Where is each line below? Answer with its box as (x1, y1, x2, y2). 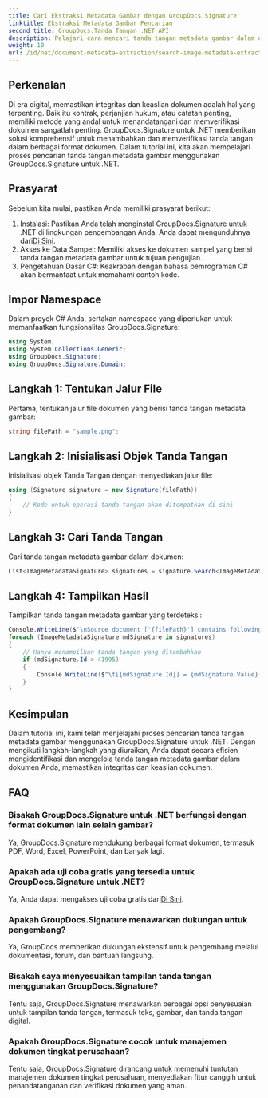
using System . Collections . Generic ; (8, 345, 127, 354)
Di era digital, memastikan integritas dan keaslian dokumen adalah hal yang (8, 99, 256, 109)
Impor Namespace (8, 293, 102, 307)
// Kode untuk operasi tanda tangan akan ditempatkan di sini (22, 501, 234, 509)
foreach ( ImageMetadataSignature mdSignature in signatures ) (8, 633, 216, 641)
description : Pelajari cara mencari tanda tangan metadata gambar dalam (8, 34, 255, 42)
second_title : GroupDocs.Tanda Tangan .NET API (8, 26, 170, 34)
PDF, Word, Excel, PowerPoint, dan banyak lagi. (8, 846, 165, 855)
